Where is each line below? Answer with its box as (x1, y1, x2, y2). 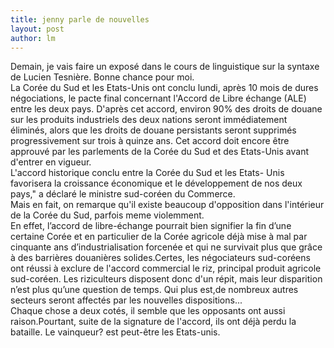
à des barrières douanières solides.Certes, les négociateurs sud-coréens (10, 252, 311, 264)
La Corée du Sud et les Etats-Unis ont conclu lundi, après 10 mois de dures (10, 82, 319, 94)
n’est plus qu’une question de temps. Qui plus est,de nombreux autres (10, 284, 299, 296)
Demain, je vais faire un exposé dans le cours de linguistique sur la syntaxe (10, 61, 320, 73)
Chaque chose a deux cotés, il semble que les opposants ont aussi (10, 305, 286, 317)
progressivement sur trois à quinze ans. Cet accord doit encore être (10, 135, 290, 147)
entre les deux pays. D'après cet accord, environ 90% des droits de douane (10, 103, 323, 115)
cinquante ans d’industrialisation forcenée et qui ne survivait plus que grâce (10, 241, 323, 253)
